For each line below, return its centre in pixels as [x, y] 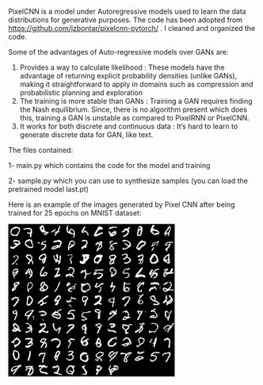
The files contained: [41, 150]
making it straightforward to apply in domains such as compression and [136, 84]
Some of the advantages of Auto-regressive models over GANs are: [118, 52]
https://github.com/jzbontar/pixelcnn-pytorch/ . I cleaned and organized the [132, 28]
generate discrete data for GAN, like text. [86, 135]
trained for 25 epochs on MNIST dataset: [75, 213]
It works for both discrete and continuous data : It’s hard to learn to [129, 126]
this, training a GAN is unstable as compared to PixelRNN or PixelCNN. [134, 118]
